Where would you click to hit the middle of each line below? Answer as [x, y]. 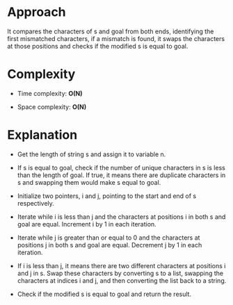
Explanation [42, 135]
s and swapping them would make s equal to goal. [89, 182]
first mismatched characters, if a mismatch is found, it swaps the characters [116, 38]
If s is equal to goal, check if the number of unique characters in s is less [121, 167]
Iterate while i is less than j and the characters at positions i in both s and [121, 217]
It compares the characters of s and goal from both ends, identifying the [111, 31]
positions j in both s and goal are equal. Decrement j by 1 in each [110, 245]
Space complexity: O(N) [52, 107]
